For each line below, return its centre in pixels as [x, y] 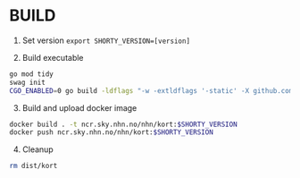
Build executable [53, 57]
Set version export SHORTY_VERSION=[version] [106, 40]
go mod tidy [31, 74]
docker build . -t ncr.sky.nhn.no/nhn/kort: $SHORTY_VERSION [124, 124]
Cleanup [37, 149]
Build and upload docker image [79, 107]
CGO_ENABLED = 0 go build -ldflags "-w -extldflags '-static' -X [129, 90]
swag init [28, 82]
